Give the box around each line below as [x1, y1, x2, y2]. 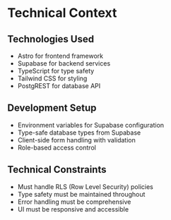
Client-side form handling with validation [17, 135, 136, 144]
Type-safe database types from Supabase [17, 128, 141, 137]
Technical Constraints [7, 164, 107, 176]
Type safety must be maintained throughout [17, 190, 146, 198]
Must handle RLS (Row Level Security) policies [17, 182, 153, 191]
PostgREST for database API [17, 82, 101, 90]
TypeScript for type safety [17, 67, 95, 75]
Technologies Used [7, 33, 94, 45]
